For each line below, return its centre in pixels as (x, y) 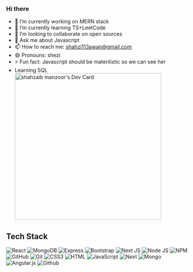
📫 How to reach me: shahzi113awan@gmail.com (73, 47)
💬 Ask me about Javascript (47, 40)
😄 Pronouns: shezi (37, 55)
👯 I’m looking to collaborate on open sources (68, 34)
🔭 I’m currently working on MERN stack (62, 22)
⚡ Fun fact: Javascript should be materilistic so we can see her (90, 62)
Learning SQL (31, 70)
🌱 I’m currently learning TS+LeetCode (60, 28)
